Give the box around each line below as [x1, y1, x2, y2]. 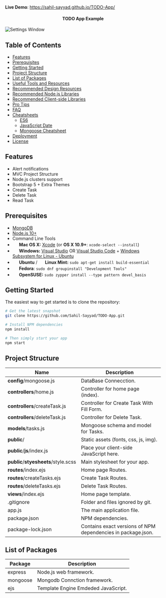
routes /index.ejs [7, 466, 46, 473]
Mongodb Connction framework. [37, 577, 113, 584]
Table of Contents [5, 41, 62, 49]
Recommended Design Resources [12, 86, 82, 92]
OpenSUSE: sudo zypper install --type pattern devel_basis [19, 272, 147, 277]
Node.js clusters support [12, 176, 63, 182]
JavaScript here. [81, 450, 120, 457]
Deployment [12, 133, 38, 139]
